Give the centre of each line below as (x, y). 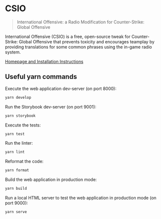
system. (13, 52)
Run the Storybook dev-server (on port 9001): (51, 107)
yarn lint (15, 152)
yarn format (17, 170)
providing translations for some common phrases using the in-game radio (79, 47)
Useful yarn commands (41, 77)
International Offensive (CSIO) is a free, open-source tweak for (68, 36)
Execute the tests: (23, 125)
